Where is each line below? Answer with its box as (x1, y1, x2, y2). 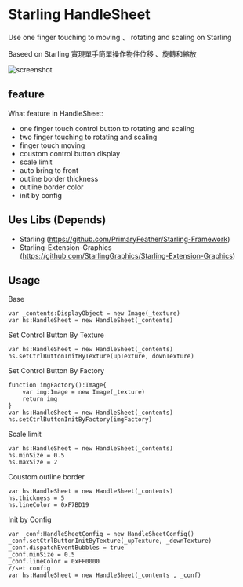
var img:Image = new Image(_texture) (22, 388, 146, 396)
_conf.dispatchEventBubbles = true (8, 544, 125, 552)
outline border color (19, 182, 84, 192)
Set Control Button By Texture (8, 330, 104, 339)
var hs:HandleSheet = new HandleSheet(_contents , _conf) (8, 571, 201, 579)
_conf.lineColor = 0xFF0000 (8, 558, 100, 566)
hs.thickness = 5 (8, 494, 65, 502)
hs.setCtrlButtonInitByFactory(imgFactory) (8, 416, 153, 424)
